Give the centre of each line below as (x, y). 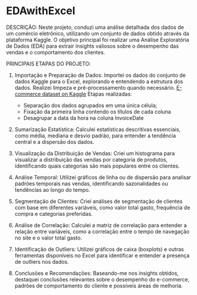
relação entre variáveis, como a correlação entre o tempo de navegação (102, 231)
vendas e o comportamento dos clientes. (56, 52)
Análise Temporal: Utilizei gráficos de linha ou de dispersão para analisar (103, 177)
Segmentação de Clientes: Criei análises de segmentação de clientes (98, 201)
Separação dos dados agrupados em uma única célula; (90, 105)
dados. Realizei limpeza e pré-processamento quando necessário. (95, 87)
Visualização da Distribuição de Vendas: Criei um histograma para (95, 153)
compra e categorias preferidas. (54, 214)
